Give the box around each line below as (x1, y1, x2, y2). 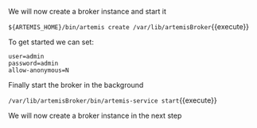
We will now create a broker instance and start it (8, 7, 167, 16)
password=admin (8, 59, 59, 67)
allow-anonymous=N (8, 66, 69, 74)
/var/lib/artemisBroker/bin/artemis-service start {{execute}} (8, 96, 217, 105)
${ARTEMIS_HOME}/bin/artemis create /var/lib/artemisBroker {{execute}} (8, 22, 249, 31)
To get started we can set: (8, 37, 94, 47)
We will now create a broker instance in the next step (8, 111, 182, 120)
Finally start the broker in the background (8, 81, 144, 89)
